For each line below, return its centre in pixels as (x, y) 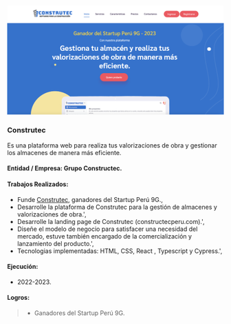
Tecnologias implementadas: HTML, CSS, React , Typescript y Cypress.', (120, 251)
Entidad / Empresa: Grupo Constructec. (65, 168)
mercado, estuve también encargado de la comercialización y (104, 236)
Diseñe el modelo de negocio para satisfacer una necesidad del (107, 229)
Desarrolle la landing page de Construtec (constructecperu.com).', (111, 221)
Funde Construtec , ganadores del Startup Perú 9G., (90, 199)
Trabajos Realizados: (38, 184)
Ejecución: (23, 267)
